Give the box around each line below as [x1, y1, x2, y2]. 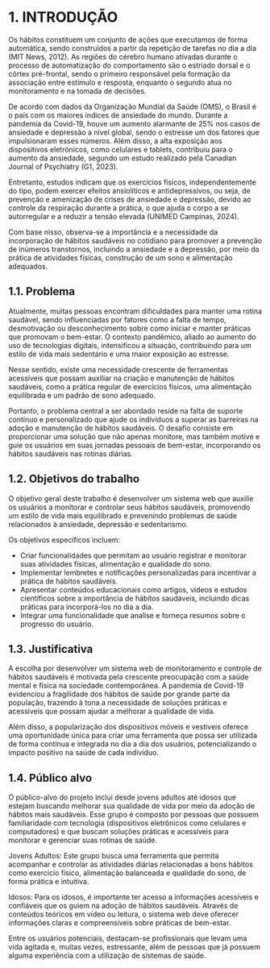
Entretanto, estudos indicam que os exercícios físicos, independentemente [8, 177, 256, 187]
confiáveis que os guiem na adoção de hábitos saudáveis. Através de [8, 901, 239, 911]
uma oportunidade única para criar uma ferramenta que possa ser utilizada [8, 730, 258, 741]
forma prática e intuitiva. [8, 877, 90, 887]
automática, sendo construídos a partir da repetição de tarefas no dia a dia [8, 43, 256, 52]
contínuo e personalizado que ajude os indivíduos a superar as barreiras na [8, 414, 260, 424]
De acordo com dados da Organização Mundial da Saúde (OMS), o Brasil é [8, 102, 256, 111]
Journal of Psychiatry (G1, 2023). [8, 161, 118, 171]
